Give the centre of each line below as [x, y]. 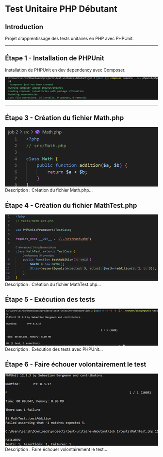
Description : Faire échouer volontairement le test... [56, 449]
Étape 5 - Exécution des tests [50, 300]
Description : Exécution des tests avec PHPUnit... [54, 349]
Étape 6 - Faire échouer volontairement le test [76, 365]
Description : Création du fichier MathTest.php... [53, 284]
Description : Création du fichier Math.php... [49, 190]
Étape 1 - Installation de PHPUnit [55, 58]
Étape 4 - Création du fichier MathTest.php [71, 205]
